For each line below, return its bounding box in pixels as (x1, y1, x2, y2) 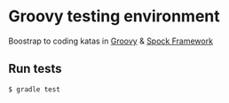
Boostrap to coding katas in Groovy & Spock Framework (8, 36, 214, 46)
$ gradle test (8, 84, 61, 94)
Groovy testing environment (8, 6, 221, 27)
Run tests (8, 61, 62, 76)
